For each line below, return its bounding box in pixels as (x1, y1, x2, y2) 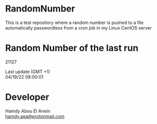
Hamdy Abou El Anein (5, 108, 51, 114)
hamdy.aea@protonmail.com (5, 113, 65, 119)
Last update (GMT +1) (5, 68, 50, 74)
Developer (5, 91, 49, 103)
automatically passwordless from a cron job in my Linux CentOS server (5, 24, 152, 30)
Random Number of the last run (5, 42, 139, 54)
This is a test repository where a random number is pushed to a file (5, 19, 144, 25)
